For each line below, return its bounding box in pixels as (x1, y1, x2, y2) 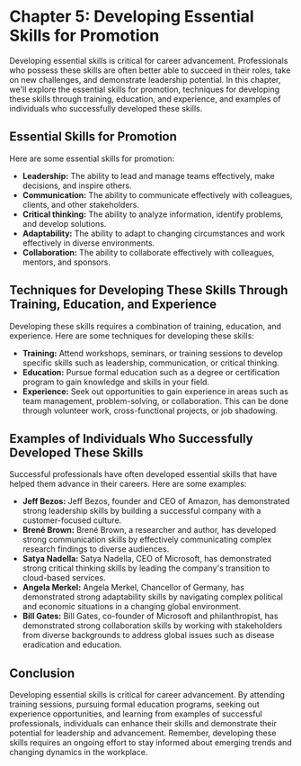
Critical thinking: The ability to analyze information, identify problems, (22, 209, 284, 220)
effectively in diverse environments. (22, 237, 155, 248)
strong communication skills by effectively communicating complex (22, 534, 272, 545)
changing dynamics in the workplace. (9, 747, 148, 758)
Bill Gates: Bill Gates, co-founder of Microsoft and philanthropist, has (22, 610, 279, 622)
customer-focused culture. (22, 515, 122, 526)
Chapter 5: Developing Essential (9, 6, 254, 27)
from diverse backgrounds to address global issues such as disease (22, 630, 275, 641)
